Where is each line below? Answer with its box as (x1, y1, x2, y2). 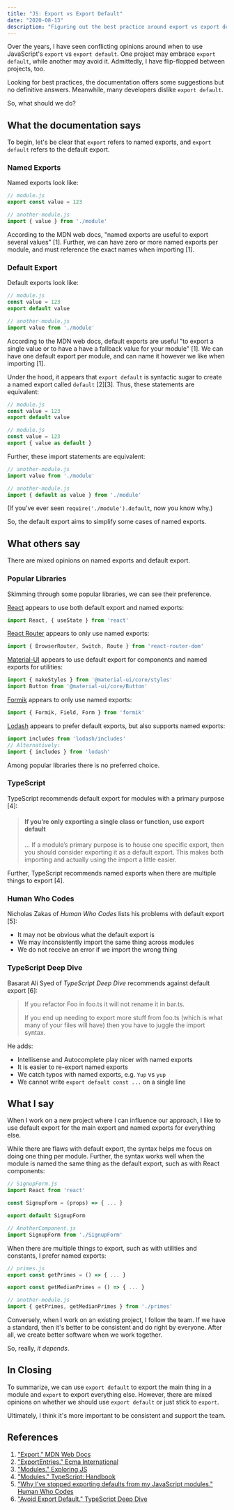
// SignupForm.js (7, 1180, 58, 1188)
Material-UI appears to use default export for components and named (7, 655, 208, 664)
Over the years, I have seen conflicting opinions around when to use (7, 43, 203, 51)
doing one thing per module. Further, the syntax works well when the (7, 1152, 205, 1161)
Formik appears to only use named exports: (7, 696, 132, 704)
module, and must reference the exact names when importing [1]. (7, 245, 195, 254)
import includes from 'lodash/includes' (7, 735, 127, 742)
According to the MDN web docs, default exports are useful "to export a (7, 337, 214, 345)
